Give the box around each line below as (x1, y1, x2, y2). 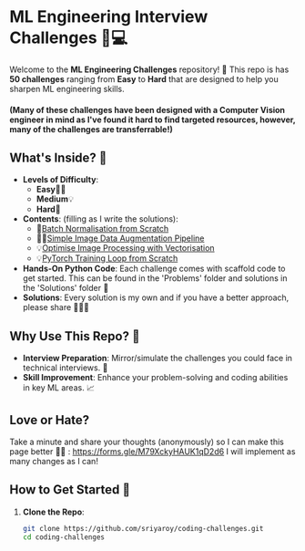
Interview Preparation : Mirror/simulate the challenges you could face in (22, 353, 293, 364)
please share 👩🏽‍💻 (22, 302, 89, 313)
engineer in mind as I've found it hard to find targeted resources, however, (9, 114, 296, 125)
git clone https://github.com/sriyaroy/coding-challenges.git (22, 524, 264, 533)
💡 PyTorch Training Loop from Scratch (36, 253, 178, 264)
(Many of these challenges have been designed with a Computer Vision (9, 104, 285, 115)
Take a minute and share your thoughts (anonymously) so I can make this (9, 436, 284, 447)
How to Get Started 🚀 (9, 482, 131, 498)
